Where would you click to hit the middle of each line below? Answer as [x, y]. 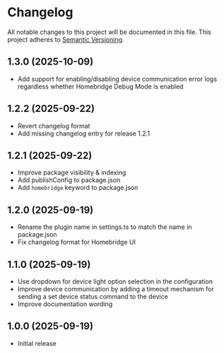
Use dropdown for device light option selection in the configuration [115, 281]
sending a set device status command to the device [93, 296]
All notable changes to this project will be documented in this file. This [110, 32]
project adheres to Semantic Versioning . [66, 39]
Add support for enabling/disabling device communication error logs [117, 79]
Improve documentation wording [65, 304]
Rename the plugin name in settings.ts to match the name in [105, 227]
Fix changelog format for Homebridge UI [77, 242]
